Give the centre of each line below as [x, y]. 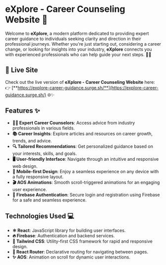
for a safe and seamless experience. [49, 200]
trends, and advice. [32, 140]
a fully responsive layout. [38, 177]
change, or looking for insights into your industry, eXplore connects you [79, 49]
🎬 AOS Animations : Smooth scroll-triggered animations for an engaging [86, 182]
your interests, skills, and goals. [44, 153]
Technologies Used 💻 [40, 216]
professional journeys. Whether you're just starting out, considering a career [83, 44]
